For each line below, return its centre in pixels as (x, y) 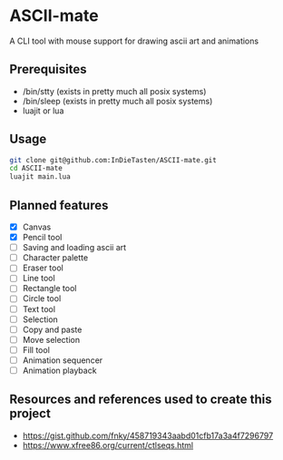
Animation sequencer (63, 360)
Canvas (37, 227)
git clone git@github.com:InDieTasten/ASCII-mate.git (113, 160)
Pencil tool (42, 238)
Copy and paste (52, 329)
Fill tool (36, 349)
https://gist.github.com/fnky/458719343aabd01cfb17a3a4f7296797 (148, 436)
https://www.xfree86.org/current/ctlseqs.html (108, 445)
